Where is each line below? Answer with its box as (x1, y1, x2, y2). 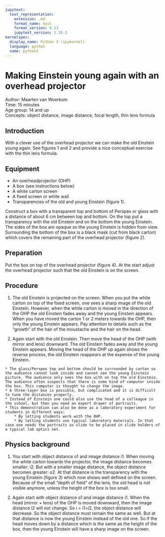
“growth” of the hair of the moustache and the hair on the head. (12, 326, 142, 332)
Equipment (5, 165, 40, 173)
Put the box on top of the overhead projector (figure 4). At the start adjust (5, 262, 155, 268)
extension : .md (14, 16, 45, 21)
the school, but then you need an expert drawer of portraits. (5, 401, 138, 406)
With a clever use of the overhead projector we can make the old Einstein (5, 140, 155, 146)
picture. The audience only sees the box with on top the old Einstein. (5, 375, 158, 380)
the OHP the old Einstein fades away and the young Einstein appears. (12, 310, 154, 316)
